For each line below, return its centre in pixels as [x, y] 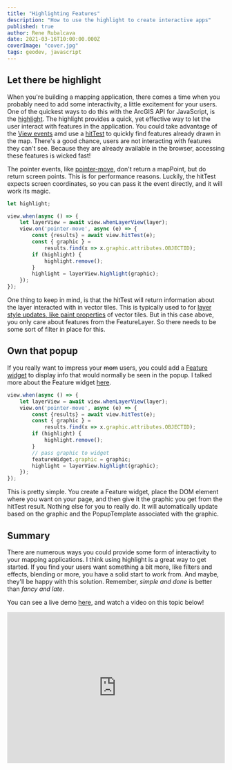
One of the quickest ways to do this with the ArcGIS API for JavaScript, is [111, 111]
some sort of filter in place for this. [56, 330]
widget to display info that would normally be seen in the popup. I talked [110, 375]
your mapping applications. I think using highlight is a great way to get [107, 559]
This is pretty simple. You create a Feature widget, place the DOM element [113, 492]
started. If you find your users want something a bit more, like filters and [110, 567]
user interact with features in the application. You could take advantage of [112, 126]
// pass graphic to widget [71, 453]
